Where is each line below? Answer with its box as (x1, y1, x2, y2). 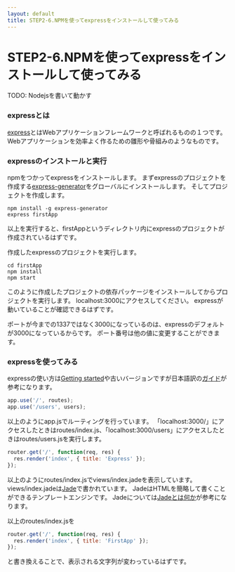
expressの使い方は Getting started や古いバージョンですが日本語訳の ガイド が (7, 374, 227, 383)
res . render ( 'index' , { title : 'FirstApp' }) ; (13, 537, 149, 545)
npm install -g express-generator (7, 205, 109, 212)
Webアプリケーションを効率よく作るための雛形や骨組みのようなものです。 (7, 136, 223, 145)
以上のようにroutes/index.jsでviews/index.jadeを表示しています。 (7, 475, 196, 483)
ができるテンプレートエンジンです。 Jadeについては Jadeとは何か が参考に (7, 493, 221, 501)
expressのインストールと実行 (7, 156, 107, 166)
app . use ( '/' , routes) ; (7, 397, 74, 404)
